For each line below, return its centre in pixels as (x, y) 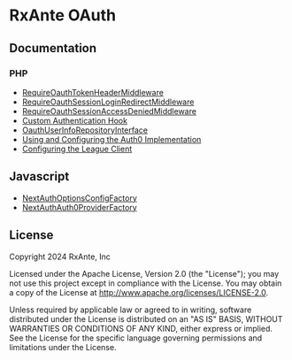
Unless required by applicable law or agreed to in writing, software (131, 310)
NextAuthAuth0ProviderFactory (79, 207)
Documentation (53, 48)
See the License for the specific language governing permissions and (136, 338)
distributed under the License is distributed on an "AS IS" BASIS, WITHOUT (146, 318)
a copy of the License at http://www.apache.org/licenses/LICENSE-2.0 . (139, 292)
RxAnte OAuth (63, 15)
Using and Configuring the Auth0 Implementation (111, 139)
